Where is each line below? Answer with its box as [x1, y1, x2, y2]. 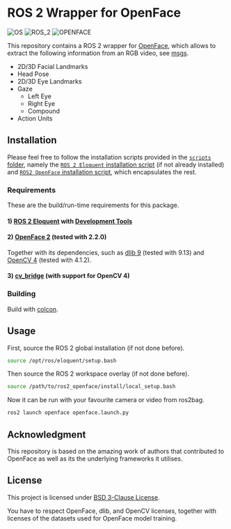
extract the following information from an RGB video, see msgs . [7, 49, 189, 57]
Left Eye [27, 92, 52, 100]
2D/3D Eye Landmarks [17, 77, 82, 85]
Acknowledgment [7, 429, 86, 440]
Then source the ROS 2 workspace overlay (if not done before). [7, 369, 190, 378]
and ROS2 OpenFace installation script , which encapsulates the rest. [7, 167, 197, 176]
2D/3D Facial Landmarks [17, 62, 88, 70]
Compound [27, 107, 61, 115]
